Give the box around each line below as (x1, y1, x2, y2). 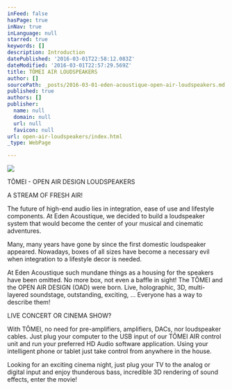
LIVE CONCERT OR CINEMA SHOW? (7, 311, 112, 320)
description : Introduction (7, 49, 85, 56)
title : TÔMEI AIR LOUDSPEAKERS (7, 68, 98, 75)
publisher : (7, 101, 39, 108)
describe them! (7, 298, 51, 307)
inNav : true (7, 23, 42, 30)
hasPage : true (7, 17, 49, 24)
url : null (13, 120, 42, 127)
